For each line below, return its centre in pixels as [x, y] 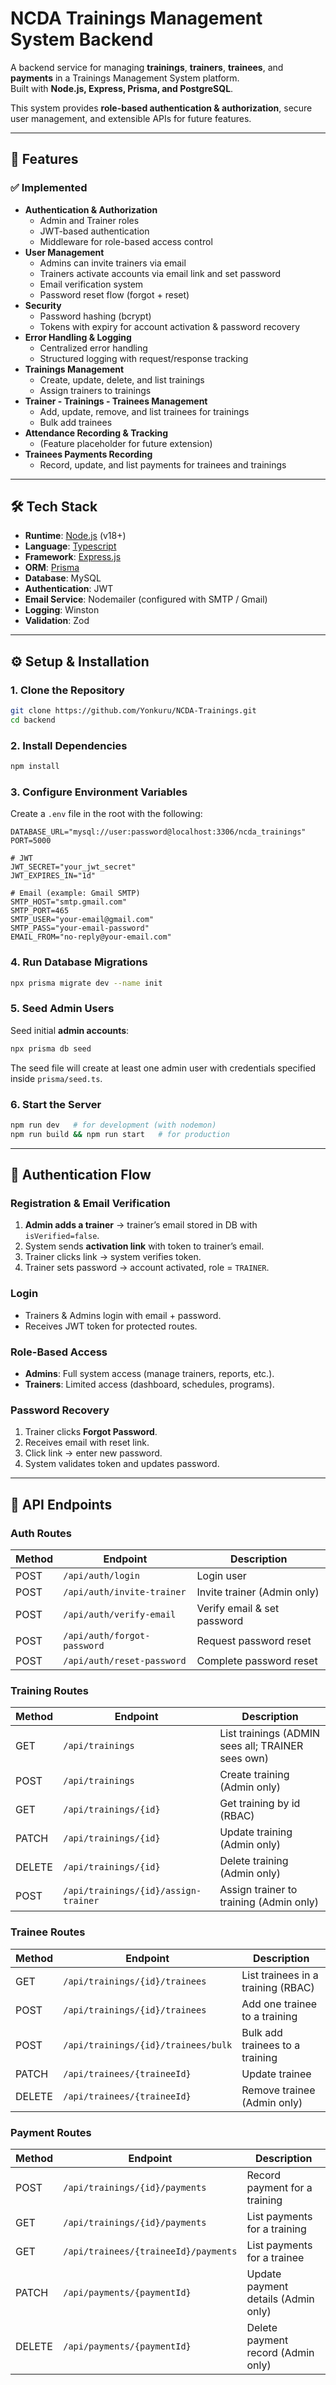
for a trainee [275, 2257]
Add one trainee [279, 2004]
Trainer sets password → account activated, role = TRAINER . [147, 1268]
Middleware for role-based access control [126, 241]
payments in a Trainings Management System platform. [125, 78]
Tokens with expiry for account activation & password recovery [170, 326]
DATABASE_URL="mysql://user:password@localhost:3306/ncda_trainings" [158, 832]
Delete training [254, 1861]
